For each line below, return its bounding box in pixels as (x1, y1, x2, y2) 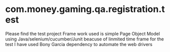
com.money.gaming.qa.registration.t (5, 3, 165, 15)
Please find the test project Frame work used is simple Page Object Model (5, 30, 160, 36)
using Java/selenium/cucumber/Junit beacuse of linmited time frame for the (5, 36, 164, 42)
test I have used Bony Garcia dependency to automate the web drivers (5, 41, 153, 47)
